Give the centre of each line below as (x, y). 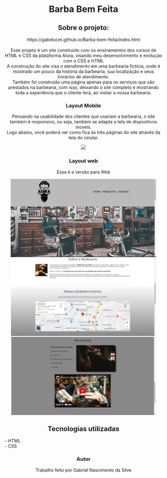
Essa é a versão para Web (83, 172)
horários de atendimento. (83, 77)
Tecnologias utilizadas (83, 429)
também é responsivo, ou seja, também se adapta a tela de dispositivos (83, 122)
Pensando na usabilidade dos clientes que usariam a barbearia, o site (83, 116)
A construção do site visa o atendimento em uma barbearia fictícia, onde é (83, 66)
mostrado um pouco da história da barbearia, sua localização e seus (83, 71)
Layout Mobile (83, 105)
